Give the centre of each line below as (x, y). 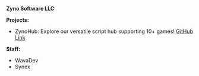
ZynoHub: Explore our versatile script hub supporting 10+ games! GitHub (104, 31)
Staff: (13, 49)
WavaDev (26, 60)
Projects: (18, 20)
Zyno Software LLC (30, 9)
